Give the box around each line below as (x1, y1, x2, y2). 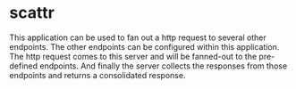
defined (9, 61, 38, 71)
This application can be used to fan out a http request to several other (9, 32, 266, 43)
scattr (9, 3, 55, 23)
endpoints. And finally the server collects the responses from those (39, 61, 288, 71)
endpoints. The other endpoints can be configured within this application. (9, 41, 280, 52)
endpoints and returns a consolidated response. (9, 69, 186, 80)
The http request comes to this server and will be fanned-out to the (9, 51, 258, 61)
